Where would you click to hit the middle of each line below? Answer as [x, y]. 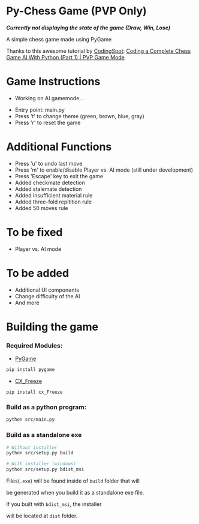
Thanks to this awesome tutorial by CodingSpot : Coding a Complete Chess [99, 51]
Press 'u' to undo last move [49, 163]
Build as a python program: [46, 407]
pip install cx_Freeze [34, 392]
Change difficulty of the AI [47, 296]
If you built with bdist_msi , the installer [54, 504]
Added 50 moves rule [41, 208]
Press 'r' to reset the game [48, 122]
